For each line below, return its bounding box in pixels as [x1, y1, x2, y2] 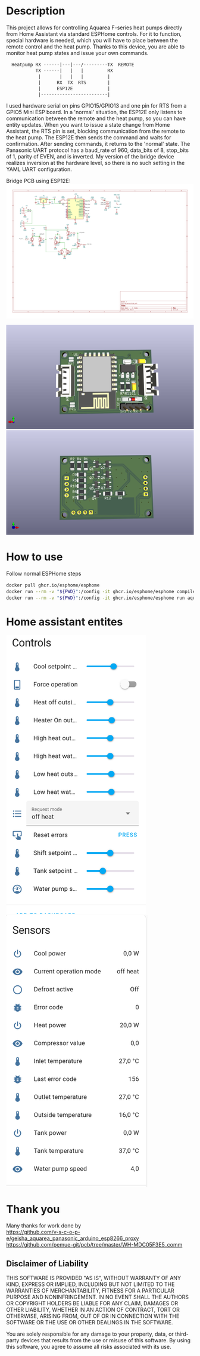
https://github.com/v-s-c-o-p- [6, 1229, 80, 1236]
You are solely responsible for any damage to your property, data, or [6, 1330, 174, 1337]
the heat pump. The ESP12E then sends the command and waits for [6, 133, 171, 141]
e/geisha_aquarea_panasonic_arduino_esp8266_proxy [6, 1235, 139, 1242]
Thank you [6, 1202, 60, 1216]
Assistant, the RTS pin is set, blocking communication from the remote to [6, 127, 186, 135]
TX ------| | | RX [35, 68, 113, 74]
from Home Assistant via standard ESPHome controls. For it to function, [6, 30, 182, 37]
